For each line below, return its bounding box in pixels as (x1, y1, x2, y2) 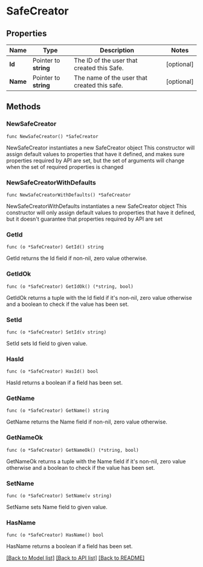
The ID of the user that (74, 56, 138, 65)
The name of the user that (74, 74, 148, 82)
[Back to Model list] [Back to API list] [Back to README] (6, 554, 145, 562)
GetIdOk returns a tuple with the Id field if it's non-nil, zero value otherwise (6, 294, 192, 301)
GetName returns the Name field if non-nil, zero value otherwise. (6, 418, 168, 426)
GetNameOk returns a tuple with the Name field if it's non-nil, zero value (6, 457, 186, 465)
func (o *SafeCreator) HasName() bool (6, 532, 104, 538)
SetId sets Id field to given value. (6, 340, 88, 347)
